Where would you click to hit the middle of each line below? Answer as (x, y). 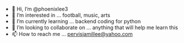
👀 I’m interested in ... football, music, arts (61, 15)
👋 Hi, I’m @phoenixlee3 (40, 9)
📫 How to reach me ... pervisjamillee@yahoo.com (72, 34)
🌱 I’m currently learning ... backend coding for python (76, 21)
